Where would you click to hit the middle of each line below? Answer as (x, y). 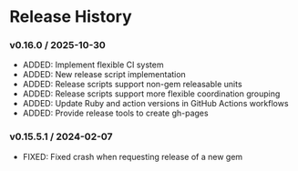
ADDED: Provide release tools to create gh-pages (115, 113)
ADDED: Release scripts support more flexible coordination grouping (151, 94)
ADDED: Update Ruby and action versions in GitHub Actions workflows (155, 104)
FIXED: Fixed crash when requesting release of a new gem (133, 156)
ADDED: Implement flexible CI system (93, 65)
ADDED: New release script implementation (104, 75)
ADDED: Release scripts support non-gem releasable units (133, 85)
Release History (71, 17)
